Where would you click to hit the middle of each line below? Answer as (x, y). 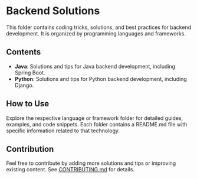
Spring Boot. (30, 73)
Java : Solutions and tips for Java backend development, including (95, 66)
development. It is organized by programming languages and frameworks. (96, 33)
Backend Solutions (53, 11)
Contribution (30, 149)
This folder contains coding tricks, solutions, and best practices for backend (99, 27)
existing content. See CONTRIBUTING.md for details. (70, 170)
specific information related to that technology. (63, 131)
